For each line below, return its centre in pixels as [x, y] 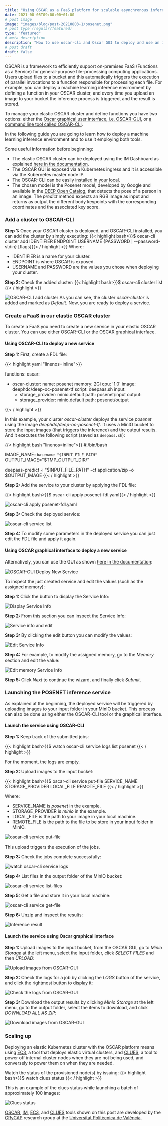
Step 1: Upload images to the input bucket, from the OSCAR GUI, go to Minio [84, 948]
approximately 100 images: [33, 1093]
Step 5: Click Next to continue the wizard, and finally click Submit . [73, 680]
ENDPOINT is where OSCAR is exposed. [54, 261]
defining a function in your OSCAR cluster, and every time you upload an [80, 93]
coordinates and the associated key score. [56, 207]
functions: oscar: [22, 374]
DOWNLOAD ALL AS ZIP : [31, 1013]
